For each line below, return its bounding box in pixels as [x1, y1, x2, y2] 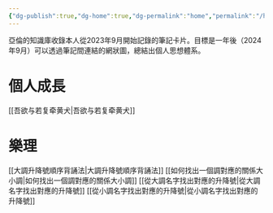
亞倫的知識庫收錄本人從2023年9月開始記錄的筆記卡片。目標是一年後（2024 [8, 35, 262, 45]
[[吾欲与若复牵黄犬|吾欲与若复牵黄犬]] [8, 105, 136, 115]
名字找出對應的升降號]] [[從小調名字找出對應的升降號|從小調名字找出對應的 [8, 185, 258, 195]
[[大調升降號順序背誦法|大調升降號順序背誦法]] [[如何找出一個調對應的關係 [8, 165, 257, 175]
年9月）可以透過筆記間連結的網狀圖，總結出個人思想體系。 [8, 46, 206, 55]
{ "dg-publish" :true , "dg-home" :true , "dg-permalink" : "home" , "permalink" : [8, 11, 256, 20]
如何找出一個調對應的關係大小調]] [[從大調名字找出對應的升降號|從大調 [24, 176, 261, 185]
